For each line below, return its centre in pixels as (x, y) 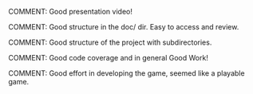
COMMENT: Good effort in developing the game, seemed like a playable (126, 73)
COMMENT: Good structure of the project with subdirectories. (110, 42)
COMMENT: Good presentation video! (71, 12)
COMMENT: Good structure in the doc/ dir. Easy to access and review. (124, 27)
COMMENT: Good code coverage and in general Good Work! (109, 58)
